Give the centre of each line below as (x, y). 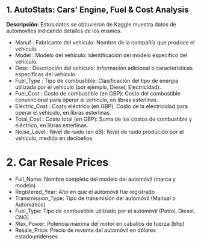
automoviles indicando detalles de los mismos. (64, 31)
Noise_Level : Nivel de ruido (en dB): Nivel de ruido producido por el (99, 132)
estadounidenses (36, 236)
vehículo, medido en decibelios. (54, 138)
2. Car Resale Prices (57, 162)
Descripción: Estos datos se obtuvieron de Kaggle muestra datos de (91, 24)
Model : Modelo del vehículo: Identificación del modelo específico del (101, 55)
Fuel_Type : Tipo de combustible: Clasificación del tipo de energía (97, 80)
